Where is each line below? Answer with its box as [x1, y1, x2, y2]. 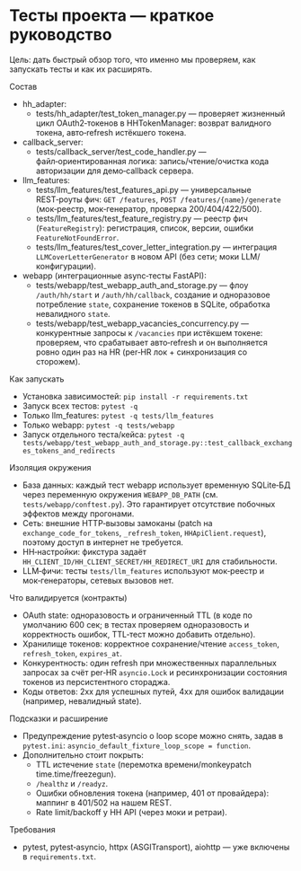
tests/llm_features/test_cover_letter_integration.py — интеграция [35, 242, 278, 252]
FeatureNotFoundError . [35, 232, 120, 242]
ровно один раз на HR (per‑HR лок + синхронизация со [35, 347, 248, 357]
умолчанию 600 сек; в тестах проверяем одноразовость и [22, 619, 250, 629]
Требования [9, 823, 56, 835]
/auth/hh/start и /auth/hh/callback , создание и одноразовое [35, 289, 271, 300]
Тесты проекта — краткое [9, 5, 215, 26]
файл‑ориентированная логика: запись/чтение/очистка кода [35, 155, 270, 166]
